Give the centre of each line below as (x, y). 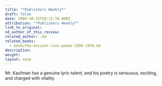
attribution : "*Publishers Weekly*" (42, 23)
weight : (13, 55)
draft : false (18, 14)
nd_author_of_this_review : (32, 32)
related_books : (20, 41)
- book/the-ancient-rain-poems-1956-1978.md (55, 46)
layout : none (18, 59)
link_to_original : (24, 28)
